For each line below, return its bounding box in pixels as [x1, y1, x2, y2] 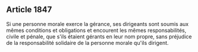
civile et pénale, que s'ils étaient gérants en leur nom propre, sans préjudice [6, 32, 192, 40]
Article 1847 [6, 5, 52, 15]
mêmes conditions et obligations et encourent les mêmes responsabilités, [6, 27, 187, 34]
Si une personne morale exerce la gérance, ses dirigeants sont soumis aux [6, 20, 189, 27]
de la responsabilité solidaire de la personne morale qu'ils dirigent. [6, 39, 169, 46]
